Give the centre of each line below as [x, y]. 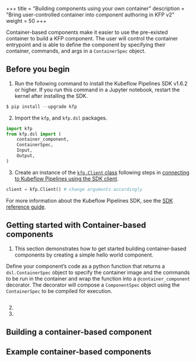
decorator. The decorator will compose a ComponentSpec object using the [93, 285]
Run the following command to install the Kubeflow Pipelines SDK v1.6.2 [101, 83]
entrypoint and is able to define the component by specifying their [86, 45]
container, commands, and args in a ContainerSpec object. [76, 51]
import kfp [19, 128]
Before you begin [38, 69]
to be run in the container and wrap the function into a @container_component [98, 278]
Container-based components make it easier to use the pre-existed [87, 32]
